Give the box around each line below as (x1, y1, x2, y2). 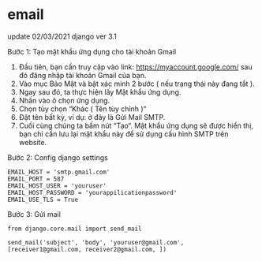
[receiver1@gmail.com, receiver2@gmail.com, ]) (7, 245, 167, 253)
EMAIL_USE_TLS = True (7, 196, 79, 203)
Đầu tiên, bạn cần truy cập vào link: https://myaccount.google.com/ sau (18, 62, 253, 72)
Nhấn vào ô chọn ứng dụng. (18, 95, 110, 105)
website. (18, 137, 47, 147)
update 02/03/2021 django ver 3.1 (7, 32, 118, 41)
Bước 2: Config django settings (7, 152, 108, 162)
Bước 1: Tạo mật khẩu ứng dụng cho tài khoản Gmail (7, 47, 177, 56)
